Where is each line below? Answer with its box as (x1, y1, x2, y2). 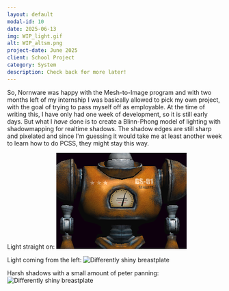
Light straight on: (7, 242, 55, 251)
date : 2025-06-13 (7, 25, 57, 32)
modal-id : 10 (7, 18, 44, 25)
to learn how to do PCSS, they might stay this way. (7, 139, 149, 147)
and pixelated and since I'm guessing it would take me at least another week (7, 132, 222, 140)
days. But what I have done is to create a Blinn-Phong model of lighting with (7, 117, 221, 126)
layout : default (7, 11, 53, 18)
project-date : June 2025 (7, 47, 78, 54)
